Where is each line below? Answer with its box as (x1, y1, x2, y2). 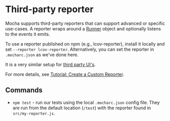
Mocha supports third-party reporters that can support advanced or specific (5, 20, 165, 26)
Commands (5, 86, 43, 95)
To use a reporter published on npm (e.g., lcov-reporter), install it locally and (5, 41, 165, 47)
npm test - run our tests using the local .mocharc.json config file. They (12, 99, 160, 105)
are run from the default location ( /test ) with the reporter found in (12, 105, 151, 111)
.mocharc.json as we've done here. (5, 52, 79, 58)
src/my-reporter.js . (12, 110, 55, 116)
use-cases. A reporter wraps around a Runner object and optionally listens (5, 25, 161, 31)
